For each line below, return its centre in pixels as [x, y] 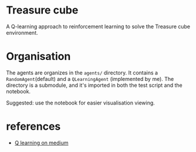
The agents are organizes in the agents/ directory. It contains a [82, 72]
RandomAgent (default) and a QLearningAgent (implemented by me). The [90, 79]
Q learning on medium [41, 143]
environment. [22, 32]
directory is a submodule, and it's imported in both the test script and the [94, 85]
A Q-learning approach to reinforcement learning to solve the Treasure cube [98, 26]
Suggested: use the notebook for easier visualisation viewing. [81, 103]
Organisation [38, 57]
